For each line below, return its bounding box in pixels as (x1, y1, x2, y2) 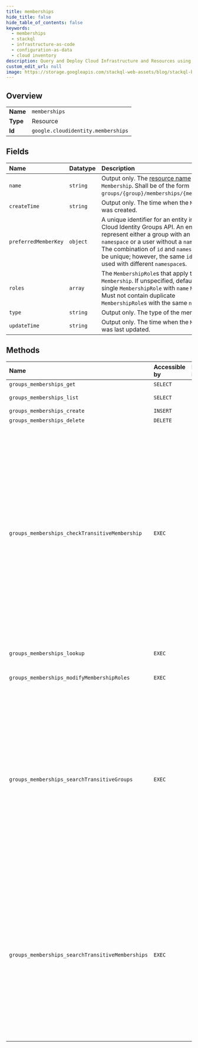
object (69, 238, 88, 245)
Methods (6, 346, 40, 356)
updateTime (9, 322, 39, 329)
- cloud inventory (11, 52, 57, 58)
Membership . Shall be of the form (101, 181, 190, 189)
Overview (6, 91, 43, 101)
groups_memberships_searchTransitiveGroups (9, 776, 133, 783)
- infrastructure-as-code (11, 42, 75, 48)
